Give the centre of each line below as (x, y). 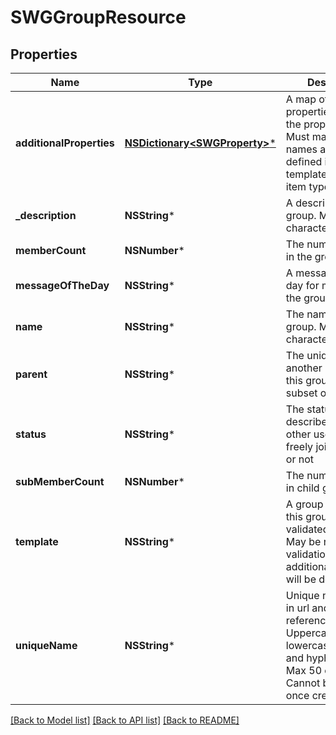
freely (299, 446)
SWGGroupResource (98, 17)
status (31, 434)
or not (300, 459)
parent (31, 374)
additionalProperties (65, 143)
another (304, 368)
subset (301, 393)
